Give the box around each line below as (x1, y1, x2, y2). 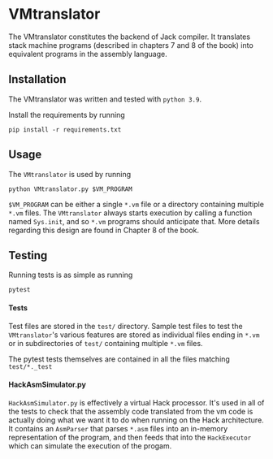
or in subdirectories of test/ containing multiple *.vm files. (8, 338, 203, 348)
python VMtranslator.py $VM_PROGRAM (8, 184, 132, 193)
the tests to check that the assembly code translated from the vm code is (8, 406, 253, 416)
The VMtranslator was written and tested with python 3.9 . (8, 94, 201, 104)
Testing (8, 249, 48, 262)
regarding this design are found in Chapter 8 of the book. (8, 225, 200, 235)
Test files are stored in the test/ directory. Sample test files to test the (8, 321, 243, 331)
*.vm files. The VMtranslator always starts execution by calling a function (8, 208, 253, 218)
